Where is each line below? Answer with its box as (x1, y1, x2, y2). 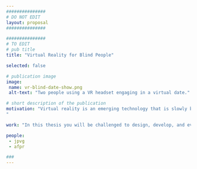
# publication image (6, 73, 57, 79)
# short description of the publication (6, 101, 107, 107)
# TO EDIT (6, 41, 30, 47)
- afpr (8, 144, 25, 150)
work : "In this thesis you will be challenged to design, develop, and (6, 122, 185, 128)
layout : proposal (6, 19, 49, 25)
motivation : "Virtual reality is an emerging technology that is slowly (6, 106, 188, 112)
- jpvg (8, 138, 25, 144)
